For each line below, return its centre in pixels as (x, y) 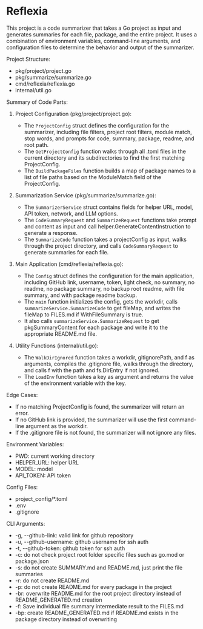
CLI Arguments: (26, 523)
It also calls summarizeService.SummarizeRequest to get (92, 321)
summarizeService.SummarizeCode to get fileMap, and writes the (102, 308)
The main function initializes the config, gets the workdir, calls (101, 301)
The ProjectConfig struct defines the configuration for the (97, 125)
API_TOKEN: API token (43, 475)
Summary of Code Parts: (37, 102)
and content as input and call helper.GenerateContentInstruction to (107, 226)
